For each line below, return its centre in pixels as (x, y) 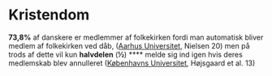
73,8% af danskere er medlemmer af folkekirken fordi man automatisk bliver (136, 37)
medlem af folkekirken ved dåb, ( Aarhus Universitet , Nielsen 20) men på (129, 45)
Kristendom (49, 15)
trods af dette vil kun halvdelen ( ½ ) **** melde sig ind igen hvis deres (126, 54)
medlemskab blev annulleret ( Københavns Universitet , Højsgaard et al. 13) (132, 63)
